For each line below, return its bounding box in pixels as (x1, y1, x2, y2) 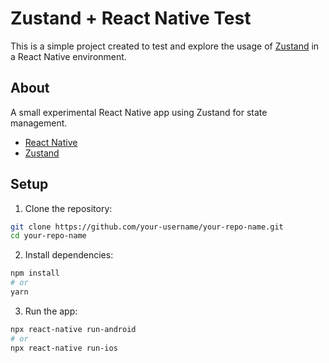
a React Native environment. (10, 50, 127, 62)
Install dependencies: (24, 249, 114, 261)
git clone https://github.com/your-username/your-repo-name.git (10, 222, 284, 232)
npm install (10, 268, 60, 279)
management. (10, 117, 68, 129)
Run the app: (24, 305, 78, 317)
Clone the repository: (24, 202, 113, 214)
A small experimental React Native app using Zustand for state (10, 106, 268, 118)
